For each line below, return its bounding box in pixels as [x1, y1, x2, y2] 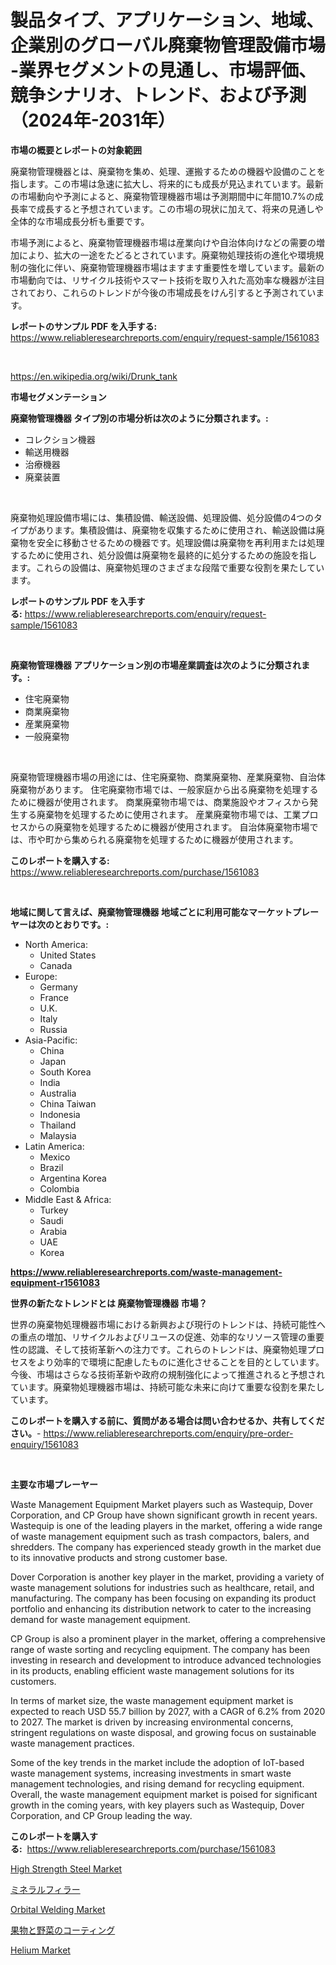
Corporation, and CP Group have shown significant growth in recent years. [10, 1509, 318, 1521]
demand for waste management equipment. [10, 1613, 191, 1625]
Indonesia [39, 1108, 81, 1120]
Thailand [39, 1119, 77, 1131]
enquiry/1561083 [10, 1438, 79, 1450]
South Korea [39, 1066, 92, 1078]
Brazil [39, 1161, 64, 1173]
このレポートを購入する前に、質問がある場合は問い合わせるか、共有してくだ [10, 1414, 325, 1426]
